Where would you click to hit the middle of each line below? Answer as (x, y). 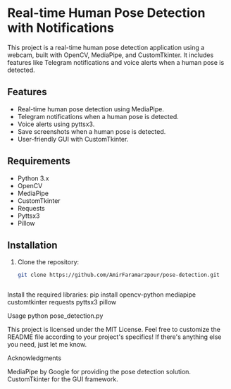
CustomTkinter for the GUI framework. (63, 379)
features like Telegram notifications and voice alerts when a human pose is (116, 62)
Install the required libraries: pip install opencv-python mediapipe (101, 295)
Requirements (39, 161)
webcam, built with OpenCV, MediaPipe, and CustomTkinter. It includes (111, 55)
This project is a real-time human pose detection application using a (106, 47)
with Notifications (61, 28)
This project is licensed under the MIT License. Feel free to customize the (114, 330)
